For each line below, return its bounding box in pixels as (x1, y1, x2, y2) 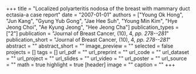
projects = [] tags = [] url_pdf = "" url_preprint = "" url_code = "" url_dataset (6, 49, 190, 55)
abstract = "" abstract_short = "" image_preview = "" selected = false (6, 42, 174, 49)
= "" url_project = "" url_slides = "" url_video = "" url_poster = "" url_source (6, 55, 187, 62)
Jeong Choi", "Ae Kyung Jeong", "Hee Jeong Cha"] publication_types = (6, 23, 179, 31)
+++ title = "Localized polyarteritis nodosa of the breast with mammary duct (6, 5, 190, 12)
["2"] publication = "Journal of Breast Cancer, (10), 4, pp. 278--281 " (6, 30, 169, 37)
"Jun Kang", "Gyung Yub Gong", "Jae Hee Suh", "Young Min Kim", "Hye (6, 18, 178, 24)
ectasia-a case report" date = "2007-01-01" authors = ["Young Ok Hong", (6, 11, 184, 18)
